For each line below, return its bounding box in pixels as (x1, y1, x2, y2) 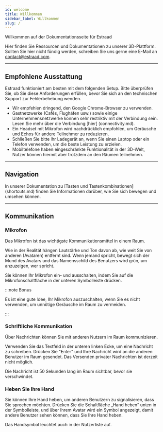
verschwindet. (5, 373, 34, 379)
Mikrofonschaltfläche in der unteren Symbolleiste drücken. (5, 277, 122, 283)
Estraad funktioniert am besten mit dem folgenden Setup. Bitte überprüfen (5, 86, 154, 91)
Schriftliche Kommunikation (5, 323, 73, 330)
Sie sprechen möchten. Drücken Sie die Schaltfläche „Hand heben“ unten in (5, 402, 157, 408)
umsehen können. (5, 193, 41, 199)
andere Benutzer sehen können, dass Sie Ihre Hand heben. (5, 412, 123, 418)
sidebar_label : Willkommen (5, 16, 60, 21)
